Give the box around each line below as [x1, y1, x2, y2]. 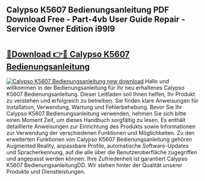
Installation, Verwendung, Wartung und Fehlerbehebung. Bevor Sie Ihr [6, 103, 182, 111]
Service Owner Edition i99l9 [6, 24, 115, 34]
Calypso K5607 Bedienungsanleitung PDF [6, 5, 170, 15]
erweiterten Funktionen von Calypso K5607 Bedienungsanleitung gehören [6, 136, 192, 143]
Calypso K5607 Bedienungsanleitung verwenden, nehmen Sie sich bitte [6, 110, 187, 117]
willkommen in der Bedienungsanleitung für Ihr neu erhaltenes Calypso [6, 84, 185, 91]
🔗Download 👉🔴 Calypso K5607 [6, 49, 130, 60]
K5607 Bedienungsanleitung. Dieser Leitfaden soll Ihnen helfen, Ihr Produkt [6, 90, 195, 98]
